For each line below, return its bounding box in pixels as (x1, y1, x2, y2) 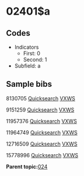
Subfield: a (14, 62, 41, 69)
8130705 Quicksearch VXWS (6, 94, 76, 101)
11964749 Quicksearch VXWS (6, 128, 78, 136)
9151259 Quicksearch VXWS (6, 106, 75, 113)
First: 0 (23, 50, 41, 57)
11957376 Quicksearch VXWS (6, 117, 77, 124)
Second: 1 (23, 56, 47, 63)
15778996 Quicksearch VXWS (6, 151, 79, 158)
